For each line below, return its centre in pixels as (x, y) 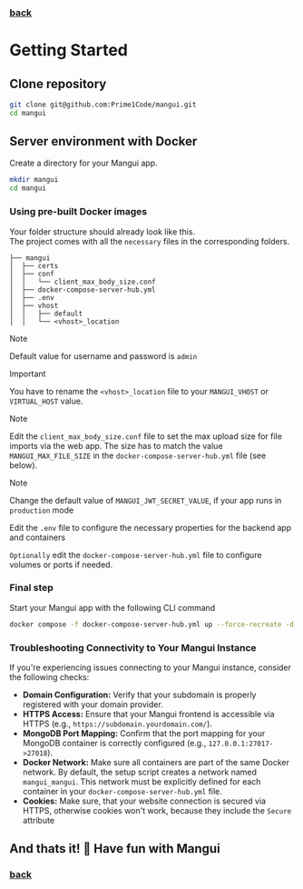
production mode (42, 510)
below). (24, 464)
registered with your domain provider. (93, 704)
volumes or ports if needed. (61, 564)
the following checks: (49, 677)
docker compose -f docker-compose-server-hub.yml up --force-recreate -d (152, 624)
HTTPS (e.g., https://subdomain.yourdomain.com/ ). (117, 724)
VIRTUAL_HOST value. (46, 401)
